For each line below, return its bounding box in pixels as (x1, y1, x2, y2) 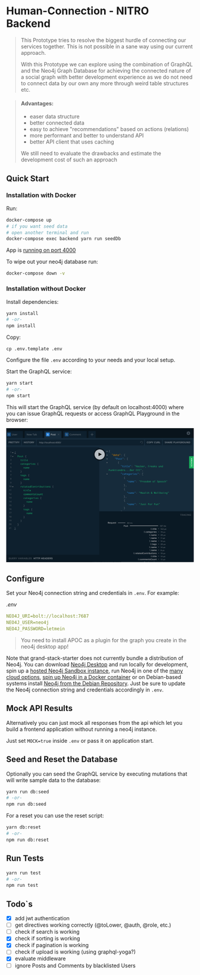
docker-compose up (6, 217, 52, 223)
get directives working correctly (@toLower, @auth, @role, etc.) (14, 921, 171, 929)
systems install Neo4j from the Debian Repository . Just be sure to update (6, 680, 186, 687)
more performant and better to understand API (29, 132, 144, 139)
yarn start (6, 380, 33, 387)
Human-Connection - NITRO (6, 4, 149, 18)
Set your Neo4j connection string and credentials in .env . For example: (6, 590, 180, 597)
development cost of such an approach (20, 156, 118, 163)
